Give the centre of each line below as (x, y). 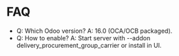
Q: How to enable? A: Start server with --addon (83, 38)
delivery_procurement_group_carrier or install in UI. (89, 45)
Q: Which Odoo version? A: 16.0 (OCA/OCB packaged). (94, 31)
